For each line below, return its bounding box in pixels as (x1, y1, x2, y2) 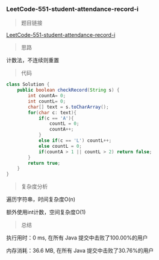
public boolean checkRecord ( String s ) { (17, 87, 120, 94)
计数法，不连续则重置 (6, 57, 59, 64)
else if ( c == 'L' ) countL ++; (38, 138, 112, 144)
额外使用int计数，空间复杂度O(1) (6, 209, 86, 216)
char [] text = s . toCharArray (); (28, 104, 110, 110)
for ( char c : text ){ (28, 109, 77, 116)
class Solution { (6, 81, 50, 87)
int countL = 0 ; (28, 98, 66, 104)
